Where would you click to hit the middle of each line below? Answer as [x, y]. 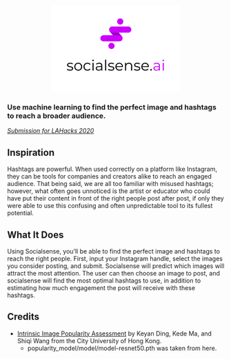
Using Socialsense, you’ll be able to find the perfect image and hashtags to [114, 251]
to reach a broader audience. [57, 116]
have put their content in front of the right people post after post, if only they [115, 198]
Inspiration [31, 153]
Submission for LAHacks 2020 [51, 131]
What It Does [36, 235]
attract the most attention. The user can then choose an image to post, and [114, 273]
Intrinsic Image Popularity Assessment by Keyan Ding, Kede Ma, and [114, 334]
